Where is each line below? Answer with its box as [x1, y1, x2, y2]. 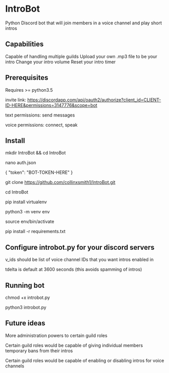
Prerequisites [5, 73, 48, 82]
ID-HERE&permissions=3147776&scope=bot [5, 102, 97, 108]
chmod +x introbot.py [5, 294, 50, 301]
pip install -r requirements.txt [5, 229, 66, 235]
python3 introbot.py [5, 305, 46, 310]
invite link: [5, 97, 27, 103]
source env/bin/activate [5, 218, 54, 225]
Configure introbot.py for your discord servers [5, 243, 155, 251]
